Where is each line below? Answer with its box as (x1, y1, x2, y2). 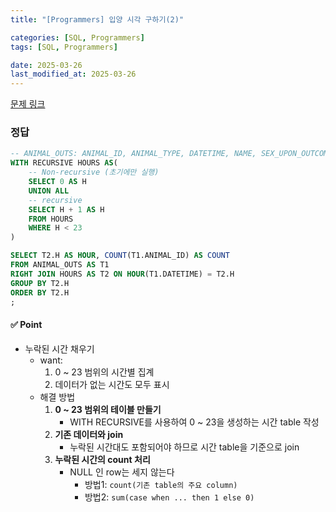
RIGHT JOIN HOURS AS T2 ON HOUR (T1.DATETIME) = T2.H (10, 269, 235, 279)
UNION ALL (28, 186, 70, 196)
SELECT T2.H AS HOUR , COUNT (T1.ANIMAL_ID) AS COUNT (10, 251, 230, 261)
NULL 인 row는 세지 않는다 (69, 466, 175, 478)
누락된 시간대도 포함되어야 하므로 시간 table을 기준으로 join (69, 441, 300, 453)
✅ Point (10, 319, 43, 331)
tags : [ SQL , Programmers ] (10, 42, 118, 52)
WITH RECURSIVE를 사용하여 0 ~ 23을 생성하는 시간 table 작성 (69, 416, 320, 428)
